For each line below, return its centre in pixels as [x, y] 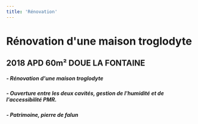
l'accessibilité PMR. [31, 100]
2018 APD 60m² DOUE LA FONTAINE [76, 63]
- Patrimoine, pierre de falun [42, 114]
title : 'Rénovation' [32, 12]
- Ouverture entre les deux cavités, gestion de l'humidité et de [85, 94]
